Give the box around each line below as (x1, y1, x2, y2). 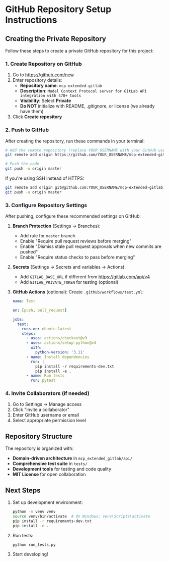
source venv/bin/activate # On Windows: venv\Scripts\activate (12, 514, 150, 519)
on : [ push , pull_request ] (12, 308, 67, 313)
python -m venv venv (12, 509, 56, 515)
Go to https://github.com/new (12, 72, 74, 78)
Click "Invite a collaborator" (12, 406, 70, 413)
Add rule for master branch (20, 233, 75, 239)
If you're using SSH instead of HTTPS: (5, 175, 84, 181)
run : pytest (31, 378, 56, 383)
